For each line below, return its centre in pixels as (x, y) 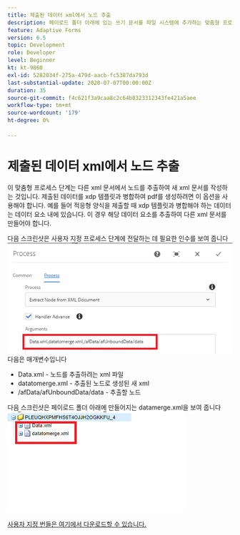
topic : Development (36, 45)
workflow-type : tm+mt (40, 106)
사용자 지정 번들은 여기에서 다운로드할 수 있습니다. (77, 524)
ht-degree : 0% (29, 121)
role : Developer (31, 53)
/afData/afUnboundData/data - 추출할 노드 (79, 392)
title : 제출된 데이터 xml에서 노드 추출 (59, 15)
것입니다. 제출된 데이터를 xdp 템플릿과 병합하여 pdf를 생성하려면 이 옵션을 (117, 196)
